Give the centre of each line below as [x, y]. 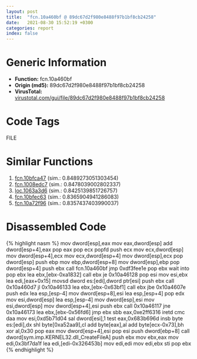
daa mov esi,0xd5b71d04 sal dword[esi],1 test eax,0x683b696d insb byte [95, 318]
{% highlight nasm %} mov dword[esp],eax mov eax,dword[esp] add [89, 243]
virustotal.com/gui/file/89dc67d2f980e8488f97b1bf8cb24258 [90, 98]
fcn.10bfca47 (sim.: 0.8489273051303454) [66, 178]
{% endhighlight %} [30, 350]
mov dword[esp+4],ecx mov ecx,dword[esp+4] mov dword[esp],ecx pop [95, 256]
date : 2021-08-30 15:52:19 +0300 [50, 22]
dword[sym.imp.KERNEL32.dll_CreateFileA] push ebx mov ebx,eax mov [93, 337]
